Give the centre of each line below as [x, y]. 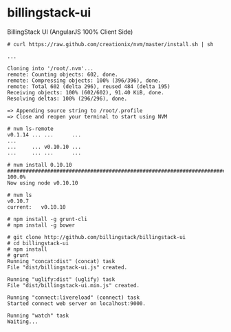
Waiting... [23, 322]
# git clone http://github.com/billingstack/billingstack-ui [97, 237]
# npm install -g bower [41, 225]
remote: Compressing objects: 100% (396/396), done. [84, 81]
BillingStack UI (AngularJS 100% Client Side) [70, 32]
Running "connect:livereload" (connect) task [73, 298]
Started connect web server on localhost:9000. [77, 303]
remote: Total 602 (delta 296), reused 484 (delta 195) [89, 86]
